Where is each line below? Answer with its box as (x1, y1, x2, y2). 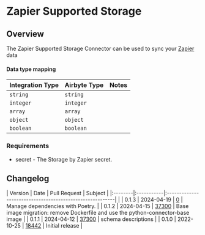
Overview (6, 29, 45, 39)
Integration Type (9, 81, 59, 89)
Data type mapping (6, 65, 56, 73)
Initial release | (45, 222, 83, 229)
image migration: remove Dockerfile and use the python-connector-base (6, 209, 190, 217)
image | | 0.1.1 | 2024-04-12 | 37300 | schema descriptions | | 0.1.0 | (6, 215, 176, 223)
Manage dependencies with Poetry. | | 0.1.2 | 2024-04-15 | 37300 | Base (6, 203, 189, 210)
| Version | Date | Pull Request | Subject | (6, 190, 109, 197)
